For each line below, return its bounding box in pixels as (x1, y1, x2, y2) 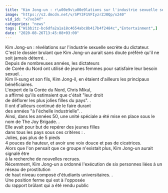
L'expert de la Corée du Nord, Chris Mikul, (5, 87, 92, 92)
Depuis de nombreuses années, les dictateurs (5, 60, 100, 66)
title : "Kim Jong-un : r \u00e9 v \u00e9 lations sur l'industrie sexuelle (5, 7, 157, 12)
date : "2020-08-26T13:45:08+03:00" (5, 30, 79, 35)
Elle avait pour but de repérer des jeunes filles (5, 124, 100, 130)
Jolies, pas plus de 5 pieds (5, 134, 60, 140)
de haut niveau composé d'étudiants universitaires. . (5, 172, 113, 177)
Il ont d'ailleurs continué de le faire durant (5, 103, 91, 108)
